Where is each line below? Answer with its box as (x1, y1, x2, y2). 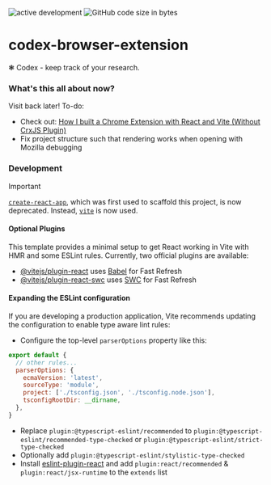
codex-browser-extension (8, 36, 188, 54)
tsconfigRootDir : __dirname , (23, 396, 121, 404)
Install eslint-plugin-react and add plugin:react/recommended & (19, 458, 229, 468)
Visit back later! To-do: (8, 101, 85, 111)
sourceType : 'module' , (23, 381, 100, 390)
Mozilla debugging (19, 142, 83, 153)
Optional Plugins (8, 224, 66, 234)
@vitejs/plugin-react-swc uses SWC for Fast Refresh (19, 275, 197, 285)
